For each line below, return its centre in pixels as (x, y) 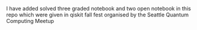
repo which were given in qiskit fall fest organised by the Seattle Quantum (98, 15)
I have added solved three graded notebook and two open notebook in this (98, 9)
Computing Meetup (30, 21)
